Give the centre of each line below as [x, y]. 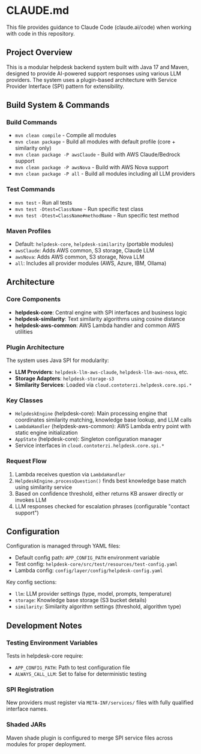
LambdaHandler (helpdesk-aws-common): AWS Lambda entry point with [103, 426]
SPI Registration [30, 690]
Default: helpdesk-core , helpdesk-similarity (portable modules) [94, 244]
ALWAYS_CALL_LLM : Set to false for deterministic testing [81, 674]
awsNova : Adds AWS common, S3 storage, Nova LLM [79, 257]
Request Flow [26, 461]
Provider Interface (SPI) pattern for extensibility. [65, 86]
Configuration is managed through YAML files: [63, 546]
